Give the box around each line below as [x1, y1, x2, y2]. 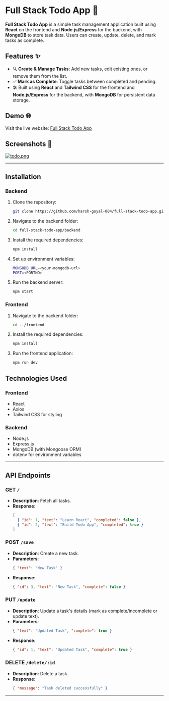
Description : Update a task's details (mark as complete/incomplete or [12, 608, 157, 614]
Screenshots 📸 [5, 139, 52, 148]
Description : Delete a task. [12, 670, 69, 676]
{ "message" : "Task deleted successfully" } [12, 685, 108, 691]
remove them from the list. [12, 73, 67, 79]
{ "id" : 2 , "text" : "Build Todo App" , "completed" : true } [17, 522, 144, 527]
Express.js [12, 441, 34, 447]
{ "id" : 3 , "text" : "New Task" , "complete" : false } [12, 584, 126, 589]
